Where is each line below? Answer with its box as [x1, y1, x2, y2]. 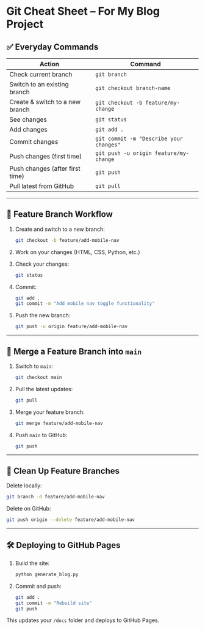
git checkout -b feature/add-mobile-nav [15, 237, 120, 243]
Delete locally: [6, 482, 42, 489]
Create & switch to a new [9, 98, 81, 106]
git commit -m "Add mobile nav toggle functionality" [15, 301, 155, 307]
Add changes [9, 126, 48, 133]
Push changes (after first [9, 164, 81, 173]
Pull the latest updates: [15, 385, 73, 392]
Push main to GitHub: [15, 431, 68, 438]
